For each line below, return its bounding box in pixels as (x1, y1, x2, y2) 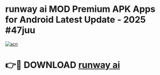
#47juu (5, 25, 35, 36)
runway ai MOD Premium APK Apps (5, 3, 156, 15)
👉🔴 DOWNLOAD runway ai (5, 60, 120, 71)
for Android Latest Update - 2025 (5, 14, 146, 25)
